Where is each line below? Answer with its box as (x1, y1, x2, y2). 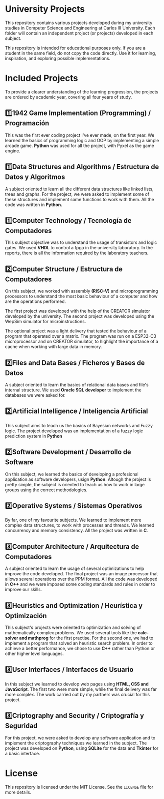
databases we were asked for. (5, 392, 66, 398)
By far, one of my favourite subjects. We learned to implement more (5, 517, 141, 523)
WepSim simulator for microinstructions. (5, 319, 86, 325)
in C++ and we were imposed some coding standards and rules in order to (5, 581, 155, 587)
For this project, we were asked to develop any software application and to (5, 735, 156, 740)
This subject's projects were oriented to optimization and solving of (5, 624, 141, 630)
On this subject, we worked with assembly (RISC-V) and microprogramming (5, 288, 158, 294)
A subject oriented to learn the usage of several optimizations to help (5, 565, 144, 571)
